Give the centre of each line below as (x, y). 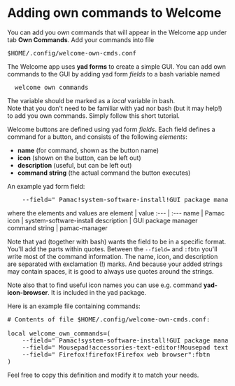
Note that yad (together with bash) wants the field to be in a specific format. (116, 241)
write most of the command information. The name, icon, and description (113, 256)
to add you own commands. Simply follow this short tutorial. (94, 115)
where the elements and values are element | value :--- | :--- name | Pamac (116, 213)
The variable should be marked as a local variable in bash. (91, 100)
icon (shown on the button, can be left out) (79, 158)
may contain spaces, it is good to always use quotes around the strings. (111, 271)
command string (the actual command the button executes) (104, 173)
